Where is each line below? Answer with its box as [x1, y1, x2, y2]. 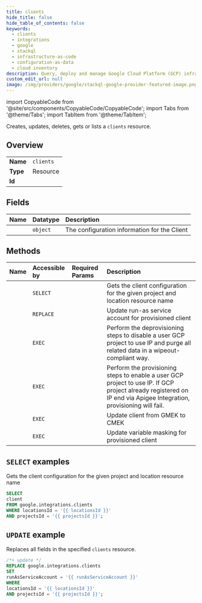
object [32, 226, 51, 233]
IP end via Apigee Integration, [106, 394, 190, 402]
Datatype [32, 215, 60, 224]
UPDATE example [6, 530, 66, 540]
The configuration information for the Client [65, 226, 188, 234]
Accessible [32, 264, 65, 272]
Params [72, 271, 94, 280]
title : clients [6, 8, 44, 15]
